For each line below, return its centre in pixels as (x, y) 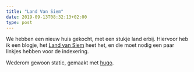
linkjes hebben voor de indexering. (47, 52)
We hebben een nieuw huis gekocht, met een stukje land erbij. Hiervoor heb (97, 39)
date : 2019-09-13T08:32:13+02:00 (47, 17)
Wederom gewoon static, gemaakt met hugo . (60, 63)
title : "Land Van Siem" (35, 11)
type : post (19, 22)
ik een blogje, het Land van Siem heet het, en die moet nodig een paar (90, 45)
